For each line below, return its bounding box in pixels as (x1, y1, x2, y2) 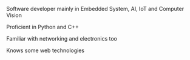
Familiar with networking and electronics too (6, 35, 117, 42)
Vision (6, 12, 22, 19)
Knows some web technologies (6, 47, 85, 54)
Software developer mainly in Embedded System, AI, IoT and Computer (6, 5, 184, 12)
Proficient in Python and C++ (6, 24, 79, 30)
